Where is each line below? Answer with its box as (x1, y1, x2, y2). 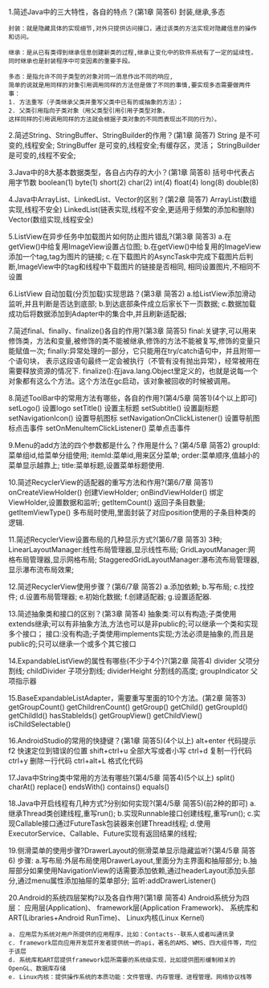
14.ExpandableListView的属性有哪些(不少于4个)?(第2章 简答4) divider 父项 (8, 657, 253, 665)
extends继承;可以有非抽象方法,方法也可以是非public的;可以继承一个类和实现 (8, 619, 259, 628)
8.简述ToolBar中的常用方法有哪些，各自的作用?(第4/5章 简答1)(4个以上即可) (8, 393, 258, 403)
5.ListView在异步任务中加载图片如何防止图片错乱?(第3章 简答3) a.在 (8, 232, 231, 241)
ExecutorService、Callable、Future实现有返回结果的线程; (8, 829, 198, 838)
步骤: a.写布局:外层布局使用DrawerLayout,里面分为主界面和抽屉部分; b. (17, 856, 251, 865)
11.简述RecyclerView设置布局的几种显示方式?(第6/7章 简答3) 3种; (8, 535, 222, 544)
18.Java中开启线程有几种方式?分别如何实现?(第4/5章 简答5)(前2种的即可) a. (8, 799, 257, 808)
